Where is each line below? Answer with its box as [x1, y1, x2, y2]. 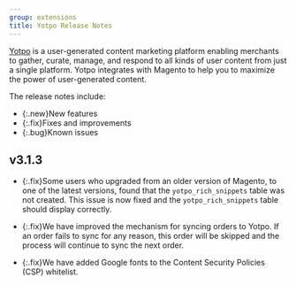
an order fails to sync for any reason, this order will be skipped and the [21, 231, 280, 242]
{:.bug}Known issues [21, 127, 99, 137]
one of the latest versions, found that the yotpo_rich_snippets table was [21, 185, 285, 196]
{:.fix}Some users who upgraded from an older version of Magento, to [21, 176, 277, 187]
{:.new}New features [21, 108, 98, 119]
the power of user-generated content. [9, 73, 148, 84]
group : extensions [9, 12, 77, 22]
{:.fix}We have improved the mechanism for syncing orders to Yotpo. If [21, 221, 280, 232]
